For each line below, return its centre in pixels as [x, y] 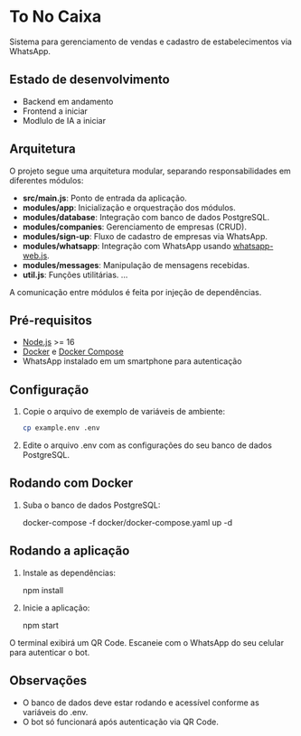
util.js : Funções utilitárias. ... [75, 275]
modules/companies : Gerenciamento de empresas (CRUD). [134, 227]
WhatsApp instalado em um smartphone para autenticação [132, 361]
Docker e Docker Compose [73, 352]
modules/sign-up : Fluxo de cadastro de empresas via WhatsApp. [145, 236]
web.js [35, 256]
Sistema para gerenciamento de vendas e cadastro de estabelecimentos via [150, 42]
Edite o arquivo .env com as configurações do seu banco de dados [147, 445]
